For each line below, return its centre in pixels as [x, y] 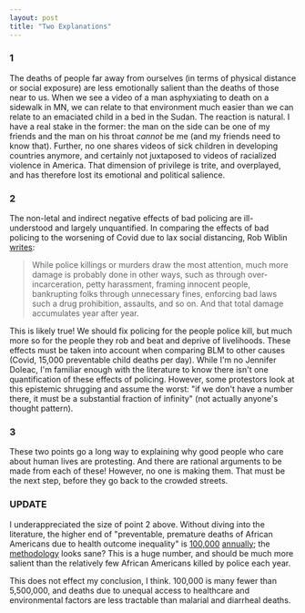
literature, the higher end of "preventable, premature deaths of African [141, 534]
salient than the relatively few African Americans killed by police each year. [150, 563]
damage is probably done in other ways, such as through [138, 275]
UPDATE [28, 505]
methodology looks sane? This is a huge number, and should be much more [152, 553]
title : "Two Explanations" [61, 26]
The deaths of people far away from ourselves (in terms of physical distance [153, 77]
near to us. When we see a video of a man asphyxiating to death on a [139, 97]
